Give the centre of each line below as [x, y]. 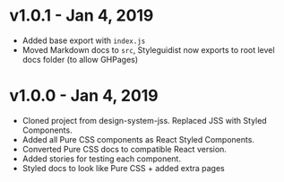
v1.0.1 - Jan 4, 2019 [82, 16]
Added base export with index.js [84, 40]
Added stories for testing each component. [102, 159]
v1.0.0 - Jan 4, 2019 [84, 96]
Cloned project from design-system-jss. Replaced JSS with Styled [144, 120]
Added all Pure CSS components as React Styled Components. [138, 139]
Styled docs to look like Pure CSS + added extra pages [124, 168]
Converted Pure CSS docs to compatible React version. [124, 149]
